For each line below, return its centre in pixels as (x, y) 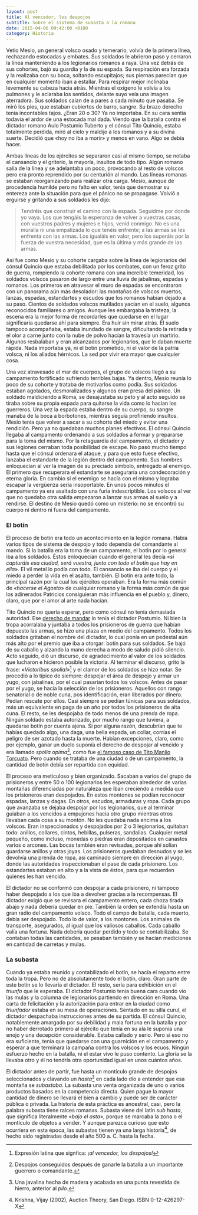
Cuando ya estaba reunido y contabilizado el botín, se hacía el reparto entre (98, 972)
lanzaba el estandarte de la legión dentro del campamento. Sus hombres (94, 460)
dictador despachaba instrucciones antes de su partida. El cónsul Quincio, (96, 1016)
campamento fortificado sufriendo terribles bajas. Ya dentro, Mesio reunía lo (99, 378)
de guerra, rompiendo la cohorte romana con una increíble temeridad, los (95, 273)
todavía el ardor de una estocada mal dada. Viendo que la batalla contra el (96, 119)
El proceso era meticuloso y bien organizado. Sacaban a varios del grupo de (99, 776)
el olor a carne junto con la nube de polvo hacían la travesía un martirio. (93, 335)
